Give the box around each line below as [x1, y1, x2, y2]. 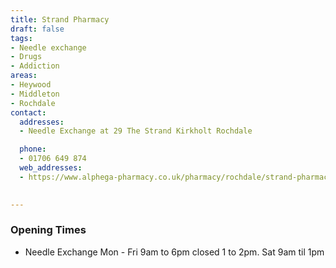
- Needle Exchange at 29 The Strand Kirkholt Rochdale [19, 126, 253, 136]
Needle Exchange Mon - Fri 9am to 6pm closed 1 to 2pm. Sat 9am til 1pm [24, 246, 325, 258]
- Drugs [10, 52, 43, 62]
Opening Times [10, 223, 87, 237]
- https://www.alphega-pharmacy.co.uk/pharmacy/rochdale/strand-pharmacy [19, 172, 333, 182]
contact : [10, 107, 47, 118]
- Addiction [10, 61, 60, 71]
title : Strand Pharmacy [10, 14, 110, 25]
